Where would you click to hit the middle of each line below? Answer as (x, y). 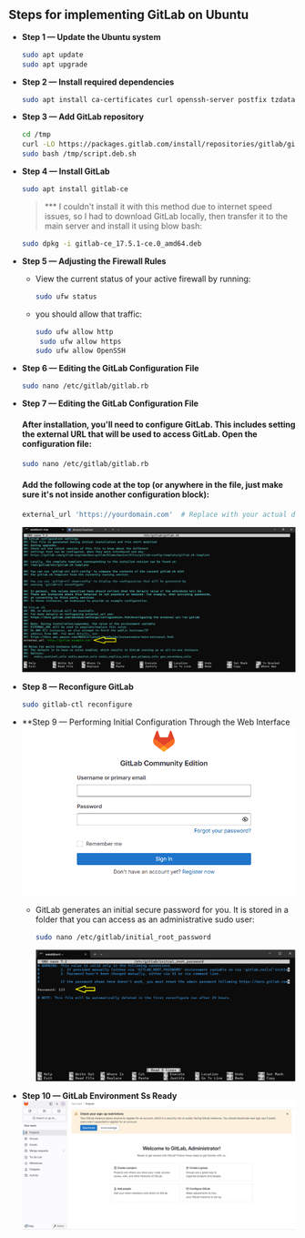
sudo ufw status (66, 296)
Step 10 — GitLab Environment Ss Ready (99, 1095)
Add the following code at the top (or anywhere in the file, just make (152, 484)
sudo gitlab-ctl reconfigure (77, 705)
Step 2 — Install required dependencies (98, 82)
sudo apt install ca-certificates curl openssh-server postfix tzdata (158, 99)
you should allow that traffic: (89, 314)
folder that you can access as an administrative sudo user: (145, 919)
